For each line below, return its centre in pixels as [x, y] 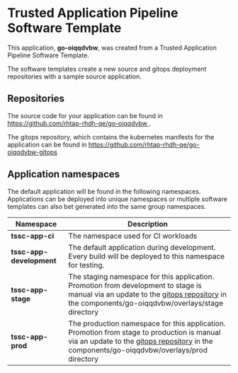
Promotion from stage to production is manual [144, 332]
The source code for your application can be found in [85, 115]
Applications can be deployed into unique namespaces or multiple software [118, 199]
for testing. [86, 265]
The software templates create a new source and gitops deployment [107, 69]
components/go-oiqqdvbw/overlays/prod [138, 350]
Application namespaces [64, 174]
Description [148, 224]
